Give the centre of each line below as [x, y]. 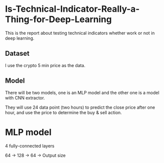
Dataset [17, 54]
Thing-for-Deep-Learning [59, 19]
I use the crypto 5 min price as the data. [45, 65]
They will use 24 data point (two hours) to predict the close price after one [80, 107]
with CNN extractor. [25, 98]
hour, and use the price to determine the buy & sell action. [64, 112]
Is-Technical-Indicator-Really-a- [72, 9]
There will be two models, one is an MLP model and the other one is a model [82, 93]
